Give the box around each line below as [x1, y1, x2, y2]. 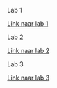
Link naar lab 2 [7, 47, 50, 54]
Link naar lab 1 [7, 20, 49, 27]
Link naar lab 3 [7, 73, 50, 82]
